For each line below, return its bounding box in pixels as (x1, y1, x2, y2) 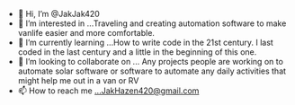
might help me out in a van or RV (17, 75, 139, 85)
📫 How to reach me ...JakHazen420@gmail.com (17, 85, 200, 96)
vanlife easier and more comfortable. (17, 28, 156, 38)
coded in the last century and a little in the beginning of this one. (17, 47, 257, 57)
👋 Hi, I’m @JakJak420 (17, 9, 101, 19)
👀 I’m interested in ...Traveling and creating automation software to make (17, 18, 287, 29)
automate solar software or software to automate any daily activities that (17, 66, 286, 76)
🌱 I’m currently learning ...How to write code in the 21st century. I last (17, 37, 274, 48)
